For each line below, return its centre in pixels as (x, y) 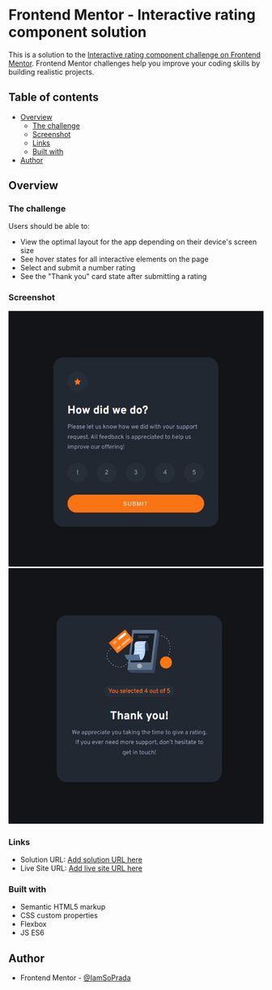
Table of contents (53, 98)
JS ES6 (32, 933)
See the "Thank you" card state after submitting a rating (113, 277)
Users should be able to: (49, 226)
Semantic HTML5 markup (63, 907)
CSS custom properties (59, 915)
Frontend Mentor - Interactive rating (132, 15)
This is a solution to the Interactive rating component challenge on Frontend (135, 54)
